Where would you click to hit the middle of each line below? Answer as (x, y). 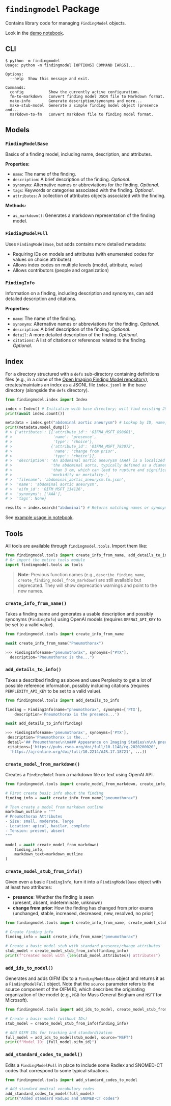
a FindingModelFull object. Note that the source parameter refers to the (80, 984)
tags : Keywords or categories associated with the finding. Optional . (83, 190)
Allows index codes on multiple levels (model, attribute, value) (78, 265)
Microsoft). (17, 1000)
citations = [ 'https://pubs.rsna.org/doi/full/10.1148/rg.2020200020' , (83, 747)
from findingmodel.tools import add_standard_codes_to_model (72, 1080)
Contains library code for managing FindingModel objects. (66, 23)
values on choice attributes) (42, 259)
